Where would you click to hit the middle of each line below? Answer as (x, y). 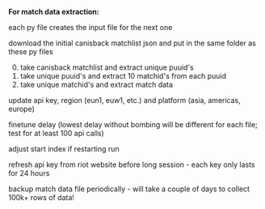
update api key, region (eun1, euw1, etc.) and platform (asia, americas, (124, 100)
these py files (31, 51)
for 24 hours (29, 173)
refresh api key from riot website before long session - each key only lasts (132, 164)
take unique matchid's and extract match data (97, 85)
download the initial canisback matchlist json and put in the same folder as (132, 43)
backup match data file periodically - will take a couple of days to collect (129, 189)
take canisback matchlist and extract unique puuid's (107, 67)
